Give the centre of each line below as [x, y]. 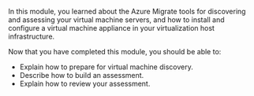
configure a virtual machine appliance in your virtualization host [112, 28]
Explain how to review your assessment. [85, 83]
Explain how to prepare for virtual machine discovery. [106, 67]
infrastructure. [32, 36]
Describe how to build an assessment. [82, 75]
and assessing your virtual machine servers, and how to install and [116, 20]
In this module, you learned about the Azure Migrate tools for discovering [127, 11]
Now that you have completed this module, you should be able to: [115, 52]
